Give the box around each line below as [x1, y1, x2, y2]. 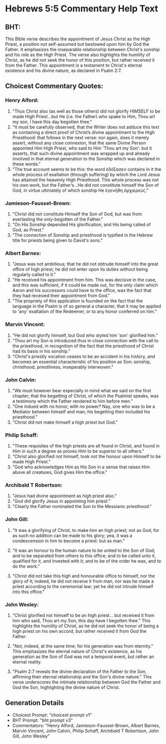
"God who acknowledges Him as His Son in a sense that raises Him [12, 464, 150, 470]
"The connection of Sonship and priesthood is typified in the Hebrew [12, 232, 153, 238]
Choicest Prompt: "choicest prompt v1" [12, 712, 92, 718]
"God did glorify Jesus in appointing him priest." [12, 498, 111, 504]
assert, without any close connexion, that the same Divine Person [12, 140, 146, 146]
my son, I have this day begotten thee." [12, 119, 93, 125]
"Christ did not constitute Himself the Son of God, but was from [12, 211, 142, 217]
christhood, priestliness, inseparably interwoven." [12, 364, 114, 370]
